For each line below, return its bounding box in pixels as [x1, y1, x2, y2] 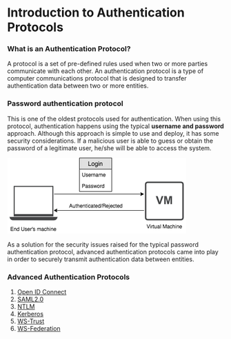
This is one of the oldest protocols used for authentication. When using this [7, 114, 221, 123]
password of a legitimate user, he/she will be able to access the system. [7, 143, 212, 152]
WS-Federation [17, 325, 61, 333]
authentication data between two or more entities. [7, 81, 149, 90]
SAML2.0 [17, 295, 44, 304]
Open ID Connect [17, 288, 67, 296]
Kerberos [17, 310, 43, 318]
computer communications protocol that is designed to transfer [7, 74, 188, 83]
